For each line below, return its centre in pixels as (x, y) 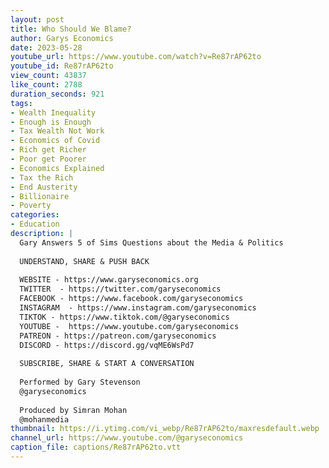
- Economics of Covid (55, 141)
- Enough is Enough (51, 122)
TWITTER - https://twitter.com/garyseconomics (120, 289)
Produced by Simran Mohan (73, 410)
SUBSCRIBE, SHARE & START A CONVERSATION (107, 364)
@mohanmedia (44, 419)
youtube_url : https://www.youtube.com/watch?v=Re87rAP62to (136, 57)
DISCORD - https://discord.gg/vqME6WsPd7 (107, 345)
